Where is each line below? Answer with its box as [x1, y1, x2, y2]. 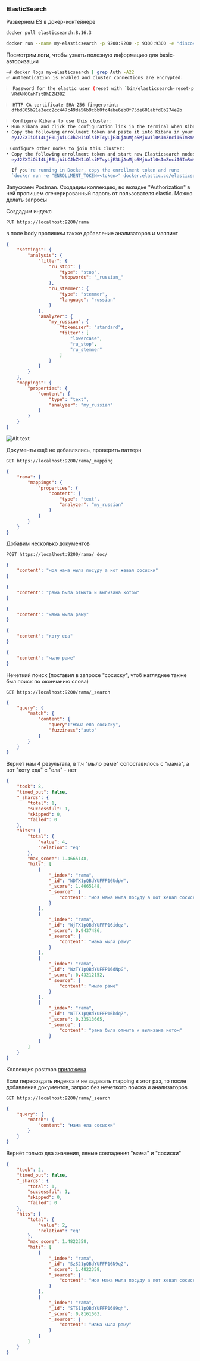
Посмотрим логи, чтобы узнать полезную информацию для [6, 51, 158, 58]
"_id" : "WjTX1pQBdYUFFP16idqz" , [48, 922, 129, 928]
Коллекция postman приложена [6, 1065, 87, 1073]
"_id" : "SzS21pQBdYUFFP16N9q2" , [48, 1261, 129, 1267]
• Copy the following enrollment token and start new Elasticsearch [6, 151, 180, 157]
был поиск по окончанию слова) [6, 678, 89, 685]
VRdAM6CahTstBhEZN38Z [11, 91, 65, 97]
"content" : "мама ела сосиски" [37, 1122, 116, 1128]
